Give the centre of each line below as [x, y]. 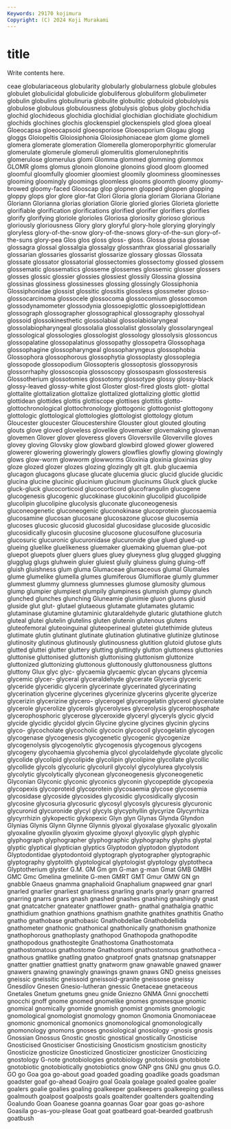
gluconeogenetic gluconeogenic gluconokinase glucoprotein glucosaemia [112, 511]
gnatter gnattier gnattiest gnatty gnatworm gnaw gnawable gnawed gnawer [114, 964]
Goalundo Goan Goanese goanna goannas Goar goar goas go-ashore [106, 1104]
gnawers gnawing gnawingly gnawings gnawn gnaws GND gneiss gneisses [114, 972]
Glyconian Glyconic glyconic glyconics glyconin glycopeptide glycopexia [110, 782]
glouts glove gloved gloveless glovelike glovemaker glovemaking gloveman [113, 431]
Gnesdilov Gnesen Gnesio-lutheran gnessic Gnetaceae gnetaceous [102, 986]
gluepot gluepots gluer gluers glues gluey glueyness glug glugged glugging [114, 555]
